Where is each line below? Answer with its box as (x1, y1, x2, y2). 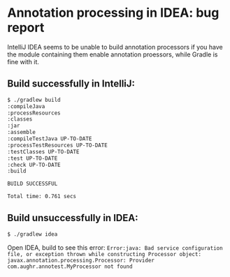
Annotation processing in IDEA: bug (7, 5, 220, 21)
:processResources (7, 110, 61, 117)
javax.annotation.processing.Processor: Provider (7, 257, 155, 264)
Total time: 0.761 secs (7, 193, 77, 200)
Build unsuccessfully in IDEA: (7, 212, 138, 224)
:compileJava (7, 103, 45, 110)
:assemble (7, 129, 36, 136)
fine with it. (7, 57, 40, 66)
